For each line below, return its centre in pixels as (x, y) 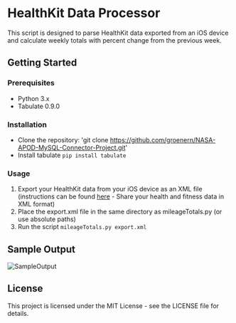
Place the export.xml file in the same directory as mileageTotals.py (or (120, 212)
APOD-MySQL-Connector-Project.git (71, 147)
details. (18, 313)
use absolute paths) (47, 219)
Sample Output (42, 249)
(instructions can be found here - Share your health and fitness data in (121, 196)
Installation (27, 125)
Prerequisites (31, 83)
